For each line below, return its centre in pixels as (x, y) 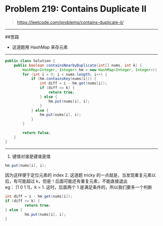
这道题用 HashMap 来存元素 (40, 47)
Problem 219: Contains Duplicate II (76, 9)
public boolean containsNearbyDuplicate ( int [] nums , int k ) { (78, 65)
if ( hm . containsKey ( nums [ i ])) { (64, 79)
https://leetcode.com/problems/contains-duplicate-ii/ (70, 22)
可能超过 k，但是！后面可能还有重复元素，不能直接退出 (73, 181)
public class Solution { (30, 61)
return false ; (37, 133)
